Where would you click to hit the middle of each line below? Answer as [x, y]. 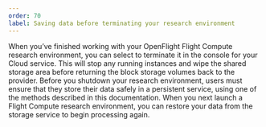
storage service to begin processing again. [79, 114]
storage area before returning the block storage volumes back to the [122, 72]
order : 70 [25, 16]
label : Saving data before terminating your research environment [122, 23]
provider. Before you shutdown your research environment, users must [125, 80]
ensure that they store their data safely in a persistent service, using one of [133, 88]
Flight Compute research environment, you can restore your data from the [131, 106]
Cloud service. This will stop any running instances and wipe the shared [127, 63]
